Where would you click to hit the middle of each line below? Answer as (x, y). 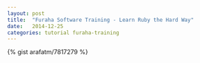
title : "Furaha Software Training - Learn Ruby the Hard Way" (101, 20)
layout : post (26, 13)
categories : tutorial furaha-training (63, 33)
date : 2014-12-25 (35, 26)
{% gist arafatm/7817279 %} (48, 52)
